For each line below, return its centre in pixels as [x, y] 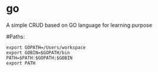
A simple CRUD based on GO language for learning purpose [79, 25]
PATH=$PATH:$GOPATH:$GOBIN [39, 58]
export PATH [21, 63]
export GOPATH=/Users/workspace [46, 47]
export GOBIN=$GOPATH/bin [38, 52]
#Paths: [15, 36]
